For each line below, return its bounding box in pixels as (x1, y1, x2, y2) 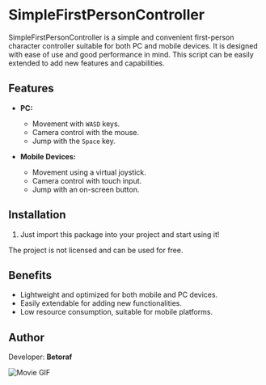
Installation (8, 208, 66, 222)
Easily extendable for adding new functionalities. (19, 298, 182, 308)
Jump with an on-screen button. (32, 184, 140, 194)
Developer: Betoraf (8, 352, 73, 362)
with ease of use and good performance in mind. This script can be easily (8, 49, 254, 59)
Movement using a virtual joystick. (32, 167, 147, 177)
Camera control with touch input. (32, 176, 142, 185)
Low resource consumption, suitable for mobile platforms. (19, 307, 213, 317)
